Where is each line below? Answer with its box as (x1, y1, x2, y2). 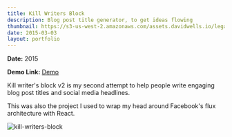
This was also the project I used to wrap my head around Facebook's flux (7, 102, 216, 110)
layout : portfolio (7, 36, 60, 43)
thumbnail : (7, 23, 39, 30)
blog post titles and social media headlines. (7, 89, 130, 97)
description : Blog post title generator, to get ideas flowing (7, 17, 193, 23)
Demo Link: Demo (7, 68, 59, 76)
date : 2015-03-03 (7, 29, 57, 36)
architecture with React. (7, 109, 75, 118)
